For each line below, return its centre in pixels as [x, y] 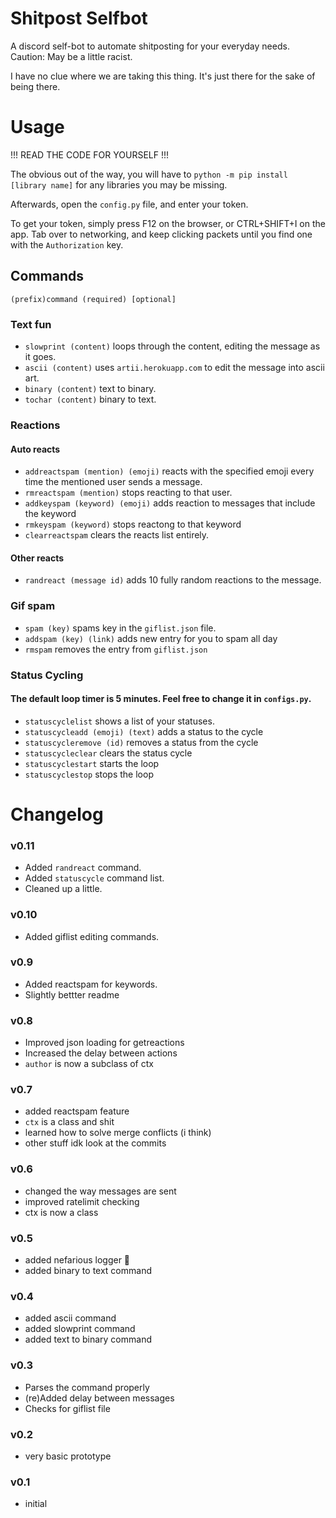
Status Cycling [47, 675]
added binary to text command [88, 1270]
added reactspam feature [77, 1111]
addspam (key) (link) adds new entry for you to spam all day [151, 638]
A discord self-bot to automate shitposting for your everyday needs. [150, 46]
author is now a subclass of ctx [89, 1064]
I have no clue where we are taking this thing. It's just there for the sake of [163, 76]
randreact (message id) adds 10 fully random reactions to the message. [173, 580]
